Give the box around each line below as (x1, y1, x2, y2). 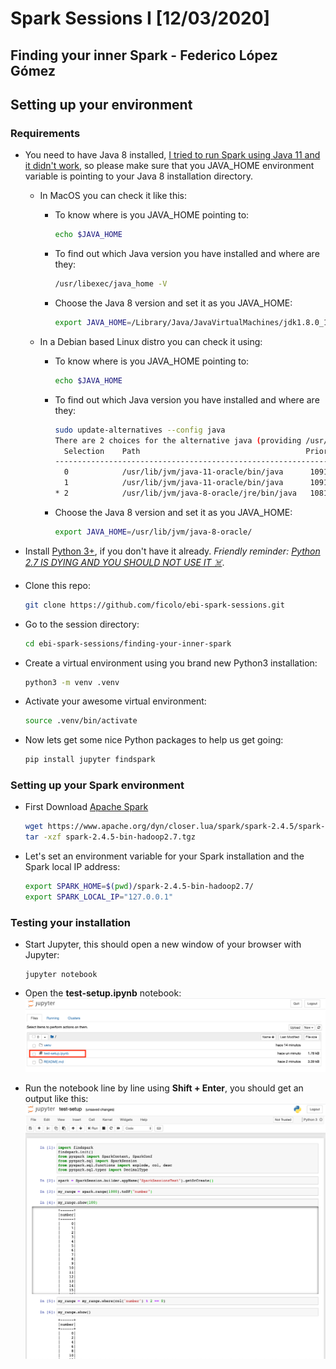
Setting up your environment (10, 96, 193, 113)
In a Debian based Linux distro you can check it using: (39, 335, 263, 347)
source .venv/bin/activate (24, 716, 138, 726)
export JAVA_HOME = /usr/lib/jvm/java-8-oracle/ (54, 527, 253, 537)
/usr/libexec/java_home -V (54, 279, 168, 289)
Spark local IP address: (24, 861, 121, 873)
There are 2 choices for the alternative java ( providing (54, 435, 302, 446)
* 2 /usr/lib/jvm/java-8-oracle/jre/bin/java (54, 488, 297, 499)
